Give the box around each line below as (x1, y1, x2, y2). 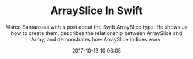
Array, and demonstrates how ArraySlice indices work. (30, 36, 163, 43)
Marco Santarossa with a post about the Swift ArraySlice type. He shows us (5, 23, 188, 30)
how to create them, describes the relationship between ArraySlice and (11, 29, 182, 36)
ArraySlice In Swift (50, 4, 143, 18)
